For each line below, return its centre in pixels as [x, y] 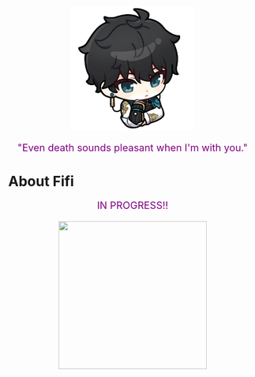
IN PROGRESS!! [133, 206]
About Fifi [41, 182]
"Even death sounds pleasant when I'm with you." [133, 147]
